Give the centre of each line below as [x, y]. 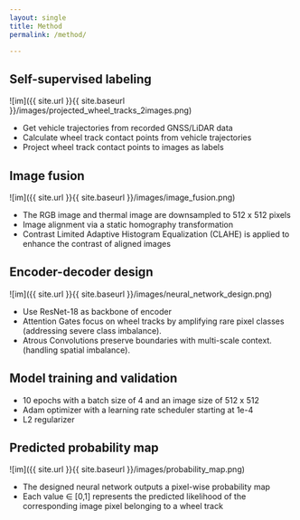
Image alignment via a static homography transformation [128, 224]
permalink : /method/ [48, 34]
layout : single [38, 18]
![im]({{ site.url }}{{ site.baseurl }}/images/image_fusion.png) [122, 197]
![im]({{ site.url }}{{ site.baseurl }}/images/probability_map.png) [127, 469]
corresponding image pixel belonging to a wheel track [123, 506]
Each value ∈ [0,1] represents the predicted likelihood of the [134, 496]
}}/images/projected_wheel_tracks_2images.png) [101, 110]
